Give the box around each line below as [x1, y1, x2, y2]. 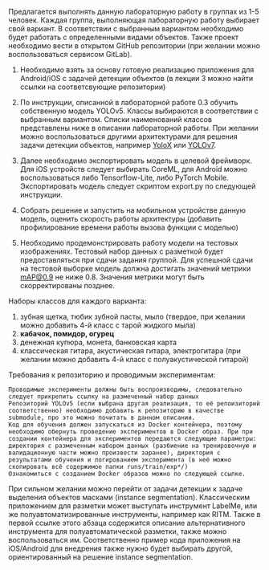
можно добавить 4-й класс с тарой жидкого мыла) [19, 320, 197, 330]
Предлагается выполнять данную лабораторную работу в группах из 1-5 [8, 7, 259, 16]
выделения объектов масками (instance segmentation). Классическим [8, 493, 251, 502]
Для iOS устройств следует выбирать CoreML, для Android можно [19, 165, 248, 173]
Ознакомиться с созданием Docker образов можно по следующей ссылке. [8, 470, 247, 478]
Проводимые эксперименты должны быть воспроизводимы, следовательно [8, 385, 243, 393]
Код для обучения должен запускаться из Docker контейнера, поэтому [8, 421, 243, 429]
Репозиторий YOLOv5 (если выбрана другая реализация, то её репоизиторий [8, 400, 261, 408]
